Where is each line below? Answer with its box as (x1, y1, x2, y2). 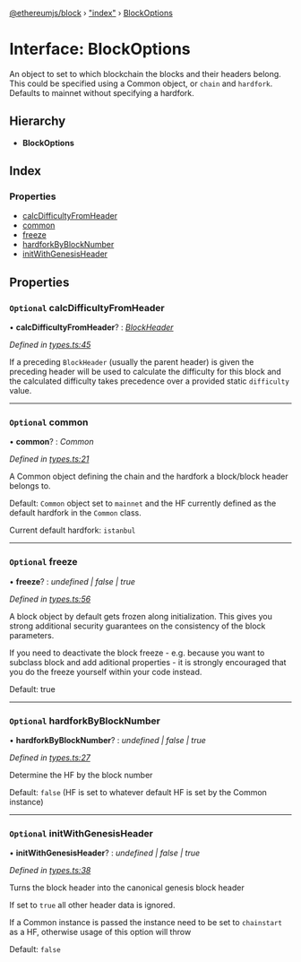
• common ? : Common (9, 437, 94, 447)
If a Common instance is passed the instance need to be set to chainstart (9, 917, 282, 928)
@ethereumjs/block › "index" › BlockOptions (9, 8, 173, 18)
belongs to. (9, 481, 51, 491)
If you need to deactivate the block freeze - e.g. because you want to (9, 647, 265, 658)
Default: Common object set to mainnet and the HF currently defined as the (9, 498, 277, 509)
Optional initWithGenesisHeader (9, 827, 154, 839)
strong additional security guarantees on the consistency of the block (9, 620, 266, 631)
